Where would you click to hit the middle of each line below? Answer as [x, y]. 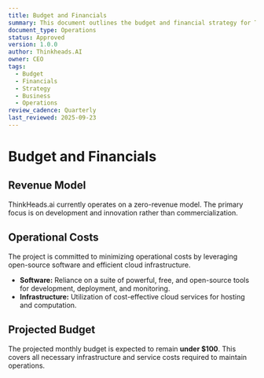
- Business [33, 96]
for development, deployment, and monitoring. [95, 288]
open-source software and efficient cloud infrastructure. [99, 265]
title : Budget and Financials [58, 15]
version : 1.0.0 [33, 45]
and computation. [48, 305]
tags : [17, 67]
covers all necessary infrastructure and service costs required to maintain [128, 357]
